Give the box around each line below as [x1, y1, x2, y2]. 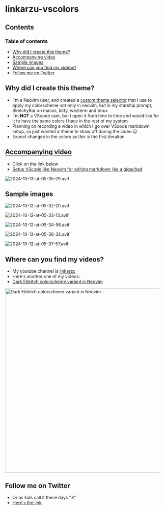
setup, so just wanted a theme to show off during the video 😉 [12, 128, 137, 134]
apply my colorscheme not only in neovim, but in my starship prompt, [12, 102, 153, 108]
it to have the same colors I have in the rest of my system [12, 118, 128, 124]
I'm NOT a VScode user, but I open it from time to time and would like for [12, 113, 160, 118]
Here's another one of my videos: [12, 274, 80, 280]
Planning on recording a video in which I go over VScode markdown [12, 123, 150, 129]
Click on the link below [12, 161, 58, 167]
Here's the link [12, 500, 42, 506]
